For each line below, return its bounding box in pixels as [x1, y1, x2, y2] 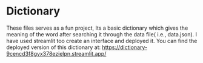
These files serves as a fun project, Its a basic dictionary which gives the [6, 24, 188, 31]
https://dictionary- [102, 44, 147, 51]
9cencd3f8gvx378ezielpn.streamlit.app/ [6, 50, 107, 57]
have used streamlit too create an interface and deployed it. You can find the [6, 37, 198, 44]
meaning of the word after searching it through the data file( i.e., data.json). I [6, 30, 198, 38]
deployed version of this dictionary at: [6, 44, 101, 51]
